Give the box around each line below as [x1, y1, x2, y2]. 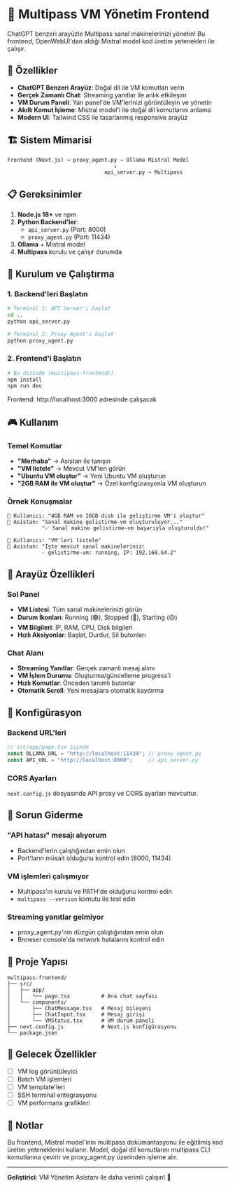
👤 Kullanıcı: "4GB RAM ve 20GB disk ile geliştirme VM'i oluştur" [7, 513, 205, 520]
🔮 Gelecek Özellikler [7, 1049, 97, 1061]
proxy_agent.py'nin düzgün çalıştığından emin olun [17, 928, 164, 937]
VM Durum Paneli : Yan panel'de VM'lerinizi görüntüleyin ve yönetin [17, 98, 212, 106]
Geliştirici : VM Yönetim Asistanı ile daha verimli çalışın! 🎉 [7, 1173, 171, 1181]
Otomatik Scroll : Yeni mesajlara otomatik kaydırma [17, 686, 164, 695]
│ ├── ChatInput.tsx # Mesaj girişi [7, 1011, 145, 1018]
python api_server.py [7, 318, 71, 325]
